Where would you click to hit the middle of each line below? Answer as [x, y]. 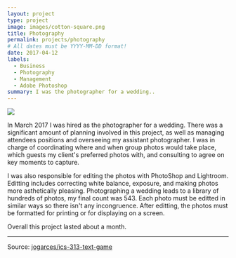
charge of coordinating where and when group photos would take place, [112, 147]
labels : [19, 60]
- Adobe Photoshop [41, 86]
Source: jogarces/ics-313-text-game [60, 247]
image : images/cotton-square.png [56, 27]
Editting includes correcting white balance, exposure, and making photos [113, 184]
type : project [28, 20]
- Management [33, 79]
